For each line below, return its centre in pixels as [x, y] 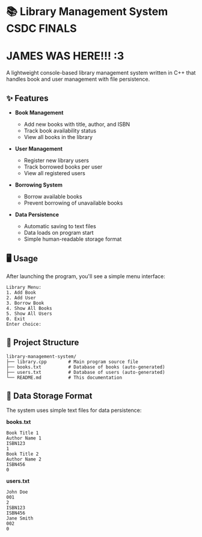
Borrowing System [39, 185]
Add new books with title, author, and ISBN [77, 124]
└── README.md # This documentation [64, 377]
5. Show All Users [29, 314]
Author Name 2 [24, 459]
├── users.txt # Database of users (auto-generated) [86, 372]
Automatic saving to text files [60, 226]
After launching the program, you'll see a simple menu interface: [86, 276]
